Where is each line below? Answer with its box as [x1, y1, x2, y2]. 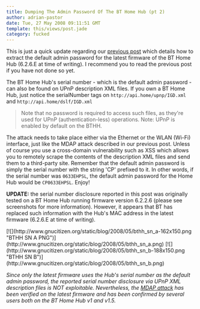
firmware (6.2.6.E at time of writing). [6, 216, 96, 223]
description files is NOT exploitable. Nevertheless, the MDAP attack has [6, 284, 184, 292]
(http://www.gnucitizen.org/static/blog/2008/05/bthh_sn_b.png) [6, 260, 165, 267]
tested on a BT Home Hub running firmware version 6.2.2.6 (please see [6, 197, 183, 204]
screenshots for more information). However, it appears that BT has [6, 203, 173, 211]
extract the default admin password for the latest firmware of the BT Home [6, 54, 191, 61]
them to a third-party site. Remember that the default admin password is [6, 160, 185, 167]
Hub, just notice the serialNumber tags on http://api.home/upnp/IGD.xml [6, 92, 186, 99]
